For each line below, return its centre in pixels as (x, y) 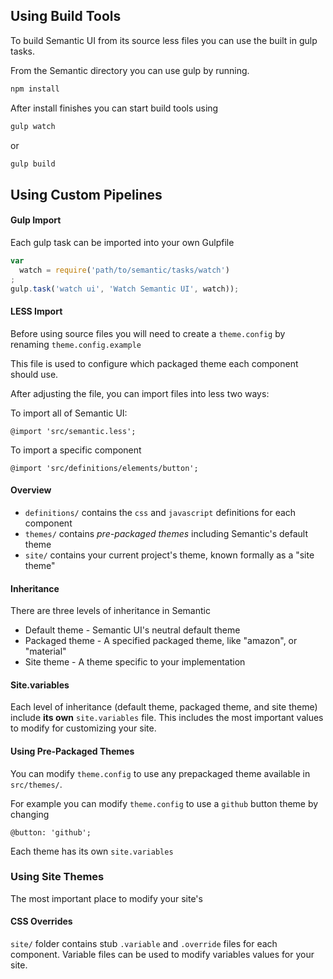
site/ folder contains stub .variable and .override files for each (144, 944)
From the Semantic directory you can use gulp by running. (130, 70)
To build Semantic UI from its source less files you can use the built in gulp (164, 40)
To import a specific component (76, 450)
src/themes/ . (36, 784)
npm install (35, 89)
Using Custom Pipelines (86, 194)
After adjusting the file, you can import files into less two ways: (140, 393)
